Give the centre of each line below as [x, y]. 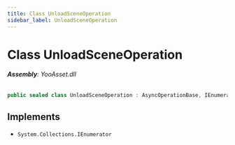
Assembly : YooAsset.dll [42, 75]
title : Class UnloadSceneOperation [59, 14]
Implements [34, 117]
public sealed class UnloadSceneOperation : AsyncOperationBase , [104, 95]
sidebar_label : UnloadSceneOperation [62, 20]
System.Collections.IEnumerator [64, 134]
